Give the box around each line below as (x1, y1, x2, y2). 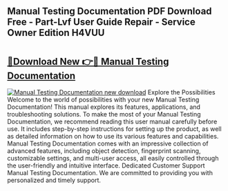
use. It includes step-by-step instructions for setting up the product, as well (7, 125, 222, 133)
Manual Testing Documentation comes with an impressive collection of (7, 139, 209, 148)
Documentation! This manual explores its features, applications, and (7, 103, 200, 111)
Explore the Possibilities (147, 88, 216, 96)
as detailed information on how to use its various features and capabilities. (7, 132, 219, 140)
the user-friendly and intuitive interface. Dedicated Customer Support (7, 161, 205, 170)
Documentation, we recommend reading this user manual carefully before (7, 117, 218, 125)
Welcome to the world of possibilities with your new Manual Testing (7, 96, 200, 103)
